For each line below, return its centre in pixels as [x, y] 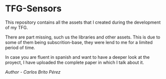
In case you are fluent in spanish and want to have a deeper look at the [78, 57]
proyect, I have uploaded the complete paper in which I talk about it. [75, 62]
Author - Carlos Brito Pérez [33, 72]
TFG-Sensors [33, 9]
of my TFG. [17, 27]
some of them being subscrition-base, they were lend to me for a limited [79, 42]
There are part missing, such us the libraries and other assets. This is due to [83, 37]
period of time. [20, 47]
